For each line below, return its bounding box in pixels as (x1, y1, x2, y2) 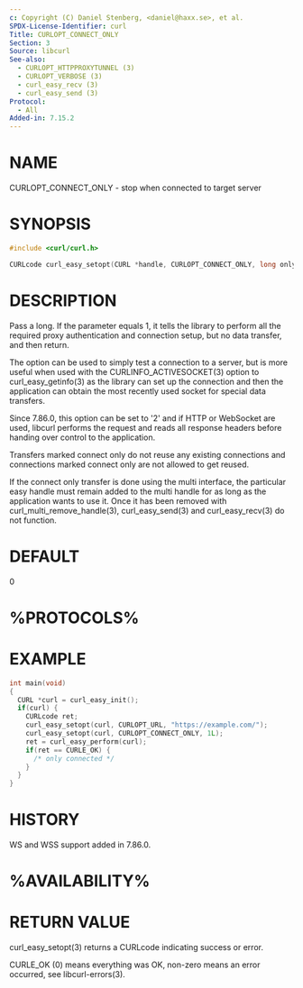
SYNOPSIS (9, 214, 92, 234)
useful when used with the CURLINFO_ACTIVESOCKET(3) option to (9, 366, 260, 377)
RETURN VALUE (9, 912, 131, 933)
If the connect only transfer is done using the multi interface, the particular (9, 476, 287, 487)
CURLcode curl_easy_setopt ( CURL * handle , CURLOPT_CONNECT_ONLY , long (9, 260, 277, 269)
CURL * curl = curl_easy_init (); (17, 695, 140, 704)
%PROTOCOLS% (9, 608, 140, 627)
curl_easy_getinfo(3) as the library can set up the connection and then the (9, 376, 284, 387)
